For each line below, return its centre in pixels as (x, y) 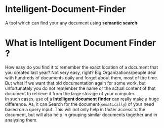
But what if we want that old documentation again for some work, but (76, 83)
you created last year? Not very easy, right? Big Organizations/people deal (81, 72)
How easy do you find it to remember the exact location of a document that (82, 67)
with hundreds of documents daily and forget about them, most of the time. (82, 77)
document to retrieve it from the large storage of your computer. (70, 93)
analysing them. (21, 120)
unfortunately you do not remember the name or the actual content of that (80, 88)
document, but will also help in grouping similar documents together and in (81, 115)
